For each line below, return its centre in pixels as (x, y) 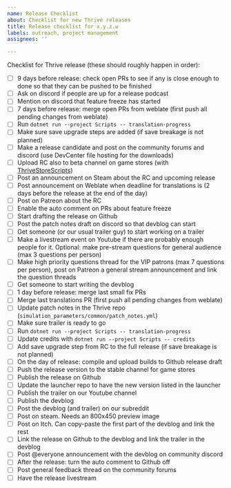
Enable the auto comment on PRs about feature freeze (94, 208)
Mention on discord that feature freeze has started (89, 102)
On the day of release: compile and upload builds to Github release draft (120, 362)
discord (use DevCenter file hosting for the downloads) (95, 155)
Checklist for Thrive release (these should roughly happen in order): (103, 65)
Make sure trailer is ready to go (61, 323)
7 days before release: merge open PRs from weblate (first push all (112, 109)
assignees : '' (28, 39)
